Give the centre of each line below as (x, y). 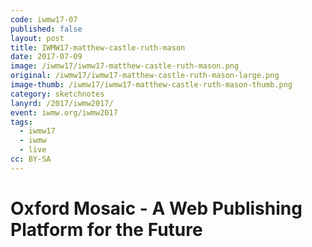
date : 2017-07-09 (46, 57)
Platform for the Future (106, 229)
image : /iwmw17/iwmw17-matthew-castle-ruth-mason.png (125, 66)
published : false (46, 29)
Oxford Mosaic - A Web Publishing (156, 208)
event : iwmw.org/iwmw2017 (64, 112)
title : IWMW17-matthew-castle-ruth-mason (98, 47)
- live (33, 150)
